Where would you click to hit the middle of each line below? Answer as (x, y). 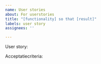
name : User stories (25, 10)
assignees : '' (20, 28)
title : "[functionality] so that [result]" (51, 19)
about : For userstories (30, 14)
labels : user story (25, 24)
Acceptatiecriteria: (24, 56)
